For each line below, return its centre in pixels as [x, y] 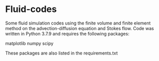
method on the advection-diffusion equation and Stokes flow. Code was [80, 28]
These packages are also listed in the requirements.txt [62, 53]
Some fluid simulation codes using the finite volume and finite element [78, 23]
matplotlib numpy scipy [29, 43]
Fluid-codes [31, 9]
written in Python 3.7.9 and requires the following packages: [67, 33]
